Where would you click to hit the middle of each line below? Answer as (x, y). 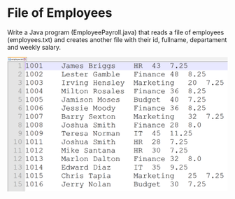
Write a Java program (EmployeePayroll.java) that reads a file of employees (116, 32)
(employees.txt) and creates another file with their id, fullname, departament (117, 39)
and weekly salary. (34, 47)
